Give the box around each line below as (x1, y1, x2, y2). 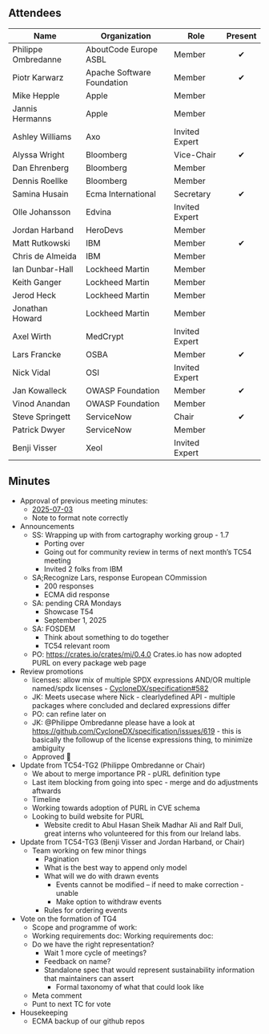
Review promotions (19, 666, 84, 676)
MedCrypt (85, 331, 124, 342)
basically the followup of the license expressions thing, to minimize (31, 735, 253, 744)
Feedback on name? (43, 956, 111, 966)
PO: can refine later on (31, 709, 106, 719)
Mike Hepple (12, 90, 60, 101)
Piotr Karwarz (12, 71, 64, 83)
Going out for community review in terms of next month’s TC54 (43, 547, 252, 556)
